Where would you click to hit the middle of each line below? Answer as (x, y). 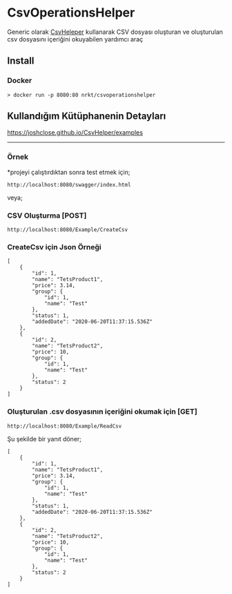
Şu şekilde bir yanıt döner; (44, 439)
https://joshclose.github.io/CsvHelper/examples (75, 133)
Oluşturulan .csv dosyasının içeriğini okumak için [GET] (103, 412)
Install (21, 61)
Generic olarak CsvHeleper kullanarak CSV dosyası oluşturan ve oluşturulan (115, 32)
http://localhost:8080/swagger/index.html (69, 184)
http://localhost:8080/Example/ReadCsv (65, 426)
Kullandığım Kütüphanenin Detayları (87, 116)
